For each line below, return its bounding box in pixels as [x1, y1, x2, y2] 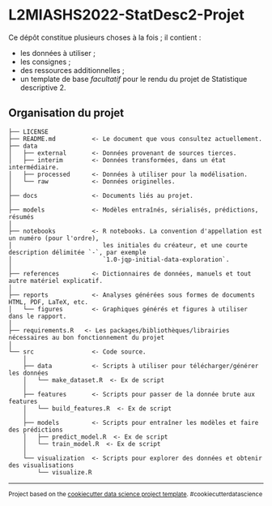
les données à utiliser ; [19, 48, 96, 58]
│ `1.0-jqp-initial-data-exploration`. [8, 255, 230, 264]
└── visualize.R [37, 468, 92, 476]
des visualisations [8, 461, 74, 470]
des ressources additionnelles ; [19, 65, 125, 75]
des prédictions [8, 426, 63, 434]
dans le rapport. [8, 312, 67, 320]
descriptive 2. [19, 83, 66, 92]
